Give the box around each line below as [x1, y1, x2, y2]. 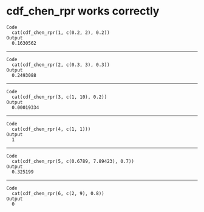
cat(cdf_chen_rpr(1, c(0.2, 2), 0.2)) [12, 29, 110, 36]
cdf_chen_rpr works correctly [6, 4, 160, 18]
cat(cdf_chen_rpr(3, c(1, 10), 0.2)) [12, 94, 107, 100]
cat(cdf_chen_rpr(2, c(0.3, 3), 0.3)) [12, 62, 110, 68]
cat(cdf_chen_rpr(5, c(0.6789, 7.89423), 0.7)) [12, 158, 135, 164]
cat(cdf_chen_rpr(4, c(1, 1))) [12, 126, 91, 132]
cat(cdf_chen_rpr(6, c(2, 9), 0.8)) [12, 190, 104, 196]
